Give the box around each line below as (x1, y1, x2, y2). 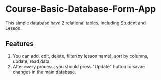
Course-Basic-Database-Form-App (5, 3, 156, 15)
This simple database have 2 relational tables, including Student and (5, 20, 146, 26)
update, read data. (12, 58, 51, 64)
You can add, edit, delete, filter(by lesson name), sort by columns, (12, 53, 149, 59)
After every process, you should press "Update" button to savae (12, 63, 145, 69)
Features (5, 40, 34, 48)
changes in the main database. (12, 69, 76, 75)
